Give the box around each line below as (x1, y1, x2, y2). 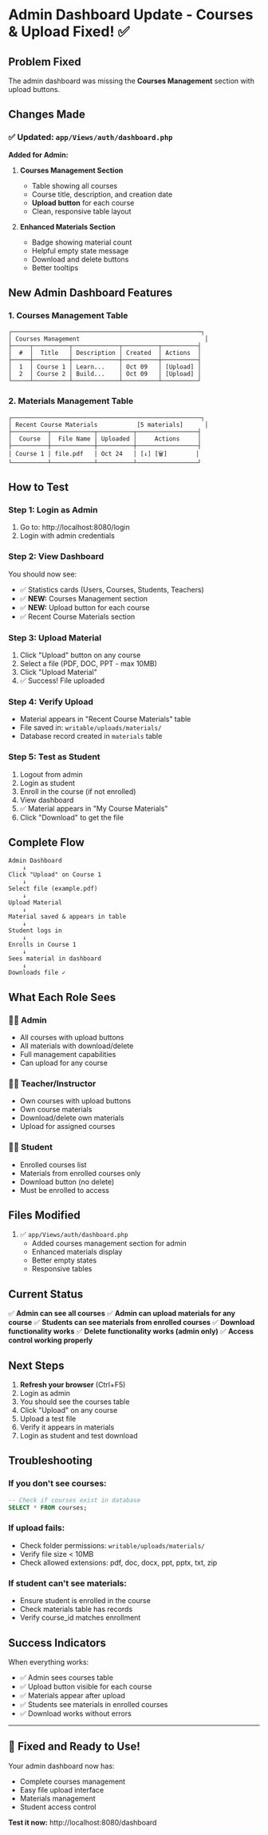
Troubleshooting (8, 1454, 93, 1468)
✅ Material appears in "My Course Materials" (19, 804, 168, 813)
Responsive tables (31, 1264, 93, 1274)
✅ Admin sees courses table (19, 1673, 114, 1682)
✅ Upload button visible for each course (19, 1681, 152, 1691)
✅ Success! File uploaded (19, 676, 105, 685)
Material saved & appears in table (8, 913, 127, 921)
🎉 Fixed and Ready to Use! (8, 1740, 141, 1753)
